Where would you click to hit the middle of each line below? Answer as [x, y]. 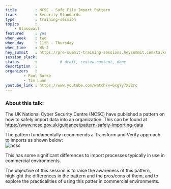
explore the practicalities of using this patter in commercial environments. [82, 181]
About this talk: [25, 103]
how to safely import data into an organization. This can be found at [76, 119]
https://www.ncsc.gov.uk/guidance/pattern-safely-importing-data [74, 125]
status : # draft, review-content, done [66, 62]
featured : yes [26, 33]
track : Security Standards [43, 15]
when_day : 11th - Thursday [39, 43]
